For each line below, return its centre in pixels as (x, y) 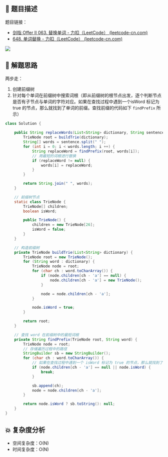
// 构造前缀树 (27, 248)
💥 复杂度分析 (25, 430)
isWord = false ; (49, 229)
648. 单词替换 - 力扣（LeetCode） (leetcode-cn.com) (67, 38)
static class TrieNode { (40, 202)
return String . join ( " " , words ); (58, 184)
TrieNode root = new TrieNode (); (58, 257)
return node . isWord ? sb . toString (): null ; (69, 404)
